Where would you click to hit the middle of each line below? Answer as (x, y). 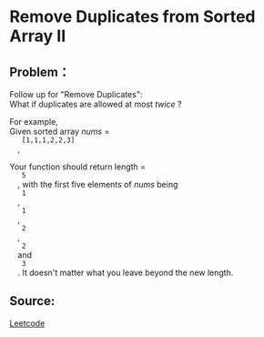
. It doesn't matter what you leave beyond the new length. (126, 272)
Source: (32, 301)
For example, (34, 122)
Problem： (40, 71)
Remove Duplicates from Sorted (132, 17)
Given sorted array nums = (60, 131)
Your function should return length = (78, 167)
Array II (38, 36)
